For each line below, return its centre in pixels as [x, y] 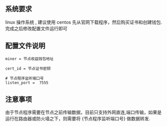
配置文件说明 [25, 46]
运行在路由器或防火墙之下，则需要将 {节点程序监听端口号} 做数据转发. [78, 119]
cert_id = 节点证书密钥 [28, 69]
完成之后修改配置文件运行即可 [36, 28]
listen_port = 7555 [27, 83]
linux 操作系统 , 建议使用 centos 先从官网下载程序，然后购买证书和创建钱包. [84, 22]
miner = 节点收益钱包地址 [30, 59]
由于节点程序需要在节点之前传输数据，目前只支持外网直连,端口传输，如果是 [83, 112]
